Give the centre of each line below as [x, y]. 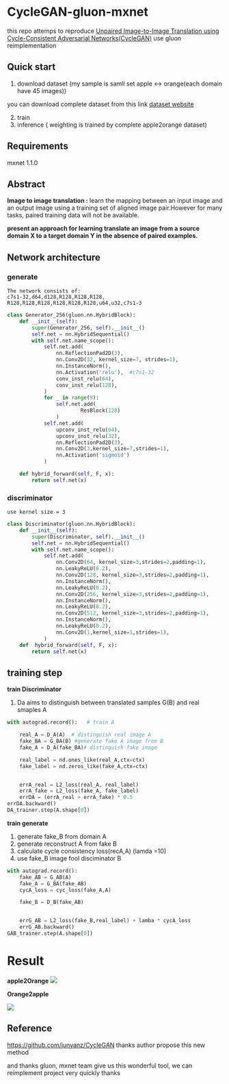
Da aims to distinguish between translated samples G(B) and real [108, 702]
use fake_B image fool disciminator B [69, 858]
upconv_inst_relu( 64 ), [88, 430]
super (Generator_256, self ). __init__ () [89, 328]
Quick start [31, 67]
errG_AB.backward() [47, 927]
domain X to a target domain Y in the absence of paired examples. [103, 236]
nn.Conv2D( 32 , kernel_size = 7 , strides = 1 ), [117, 360]
